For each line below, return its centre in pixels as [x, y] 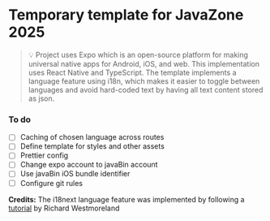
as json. [41, 98]
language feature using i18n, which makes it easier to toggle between [144, 81]
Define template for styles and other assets [92, 146]
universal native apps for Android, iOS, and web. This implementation [144, 63]
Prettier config [44, 155]
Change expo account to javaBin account [89, 165]
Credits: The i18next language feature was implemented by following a [126, 199]
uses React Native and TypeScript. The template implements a [132, 72]
